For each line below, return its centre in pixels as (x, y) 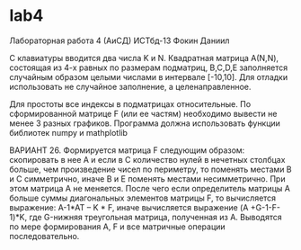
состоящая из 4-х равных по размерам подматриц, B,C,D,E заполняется (149, 67)
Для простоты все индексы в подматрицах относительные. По (130, 103)
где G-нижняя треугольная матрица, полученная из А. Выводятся (155, 217)
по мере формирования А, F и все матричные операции (118, 227)
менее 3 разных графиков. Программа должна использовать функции (145, 123)
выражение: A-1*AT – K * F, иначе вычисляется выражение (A (129, 207)
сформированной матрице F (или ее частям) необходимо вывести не (143, 113)
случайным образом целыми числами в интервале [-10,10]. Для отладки (149, 76)
